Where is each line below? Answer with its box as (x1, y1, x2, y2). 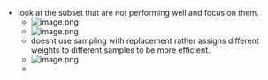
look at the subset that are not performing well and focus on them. (17, 8, 259, 18)
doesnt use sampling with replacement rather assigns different (30, 35, 259, 46)
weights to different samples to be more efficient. (30, 45, 211, 55)
